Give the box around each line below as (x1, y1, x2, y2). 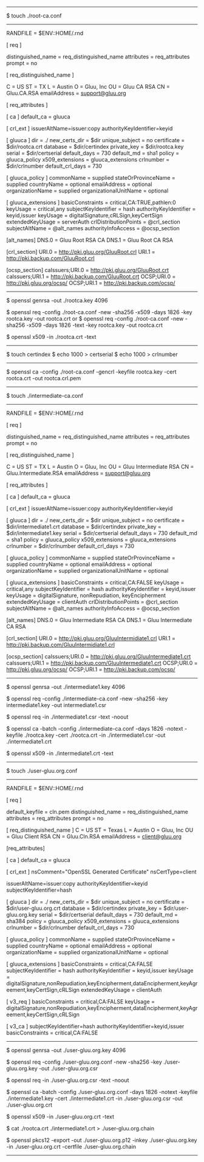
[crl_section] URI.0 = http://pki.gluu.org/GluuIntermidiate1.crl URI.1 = (6, 635, 176, 641)
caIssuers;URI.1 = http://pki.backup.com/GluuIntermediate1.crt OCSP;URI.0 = (6, 660, 198, 666)
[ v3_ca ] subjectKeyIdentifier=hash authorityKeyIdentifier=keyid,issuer (6, 1023, 185, 1030)
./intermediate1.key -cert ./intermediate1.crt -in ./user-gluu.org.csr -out (6, 1095, 183, 1102)
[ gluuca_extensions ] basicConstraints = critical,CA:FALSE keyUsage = (6, 579, 185, 586)
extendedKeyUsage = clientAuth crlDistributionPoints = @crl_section (6, 598, 178, 605)
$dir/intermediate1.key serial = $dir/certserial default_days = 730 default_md (6, 530, 197, 536)
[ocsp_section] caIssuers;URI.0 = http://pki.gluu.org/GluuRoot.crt (6, 267, 169, 273)
